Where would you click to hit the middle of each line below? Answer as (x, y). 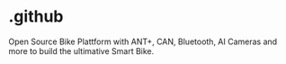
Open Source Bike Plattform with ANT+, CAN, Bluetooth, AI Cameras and (143, 41)
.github (36, 17)
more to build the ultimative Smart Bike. (81, 50)
